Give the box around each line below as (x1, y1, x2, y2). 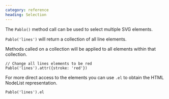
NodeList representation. (5, 80, 58, 86)
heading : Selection (5, 12, 47, 17)
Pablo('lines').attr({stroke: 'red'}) (5, 65, 88, 71)
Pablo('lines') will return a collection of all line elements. (5, 36, 127, 42)
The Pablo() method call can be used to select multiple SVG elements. (5, 26, 153, 32)
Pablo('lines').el (5, 89, 44, 94)
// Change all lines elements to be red (5, 61, 93, 66)
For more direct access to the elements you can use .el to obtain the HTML (5, 74, 164, 80)
